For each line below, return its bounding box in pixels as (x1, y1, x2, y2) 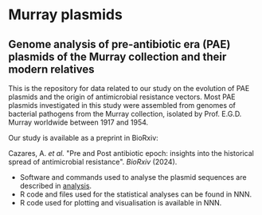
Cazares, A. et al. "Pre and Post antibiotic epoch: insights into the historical (8, 149, 255, 157)
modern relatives (8, 62, 95, 76)
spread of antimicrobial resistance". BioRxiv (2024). (8, 157, 178, 166)
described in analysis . (19, 181, 92, 190)
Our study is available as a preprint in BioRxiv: (8, 133, 159, 142)
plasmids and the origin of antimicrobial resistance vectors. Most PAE (8, 92, 237, 102)
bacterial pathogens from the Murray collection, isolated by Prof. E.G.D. (8, 109, 242, 118)
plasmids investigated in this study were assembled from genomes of (8, 101, 237, 109)
